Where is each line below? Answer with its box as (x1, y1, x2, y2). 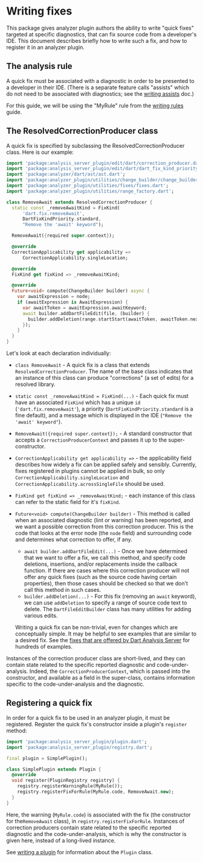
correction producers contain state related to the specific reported (6, 824, 172, 831)
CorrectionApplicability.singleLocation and (14, 474, 129, 481)
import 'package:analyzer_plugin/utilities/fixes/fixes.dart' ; (6, 183, 169, 189)
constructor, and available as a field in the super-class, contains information (6, 674, 195, 681)
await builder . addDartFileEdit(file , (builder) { (22, 310, 150, 316)
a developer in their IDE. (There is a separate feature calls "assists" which (6, 84, 189, 91)
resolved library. (14, 380, 56, 388)
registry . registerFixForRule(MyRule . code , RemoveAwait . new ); (17, 789, 174, 795)
